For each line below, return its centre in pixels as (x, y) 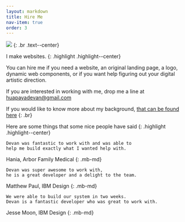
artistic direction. (26, 80)
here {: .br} (19, 115)
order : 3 (17, 28)
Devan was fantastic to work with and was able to (69, 144)
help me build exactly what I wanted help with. (66, 149)
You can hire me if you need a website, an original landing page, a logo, (92, 68)
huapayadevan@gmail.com (39, 98)
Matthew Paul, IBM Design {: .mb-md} (52, 186)
